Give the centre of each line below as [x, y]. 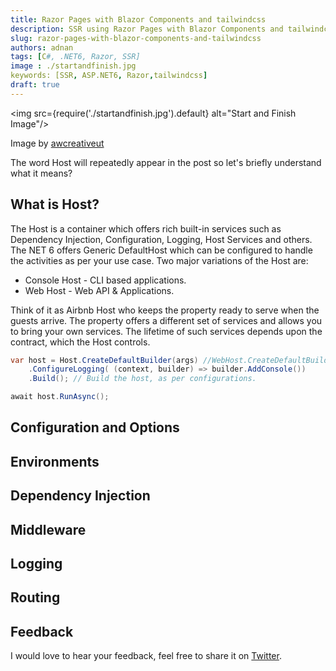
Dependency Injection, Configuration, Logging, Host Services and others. [161, 239]
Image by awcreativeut [57, 143]
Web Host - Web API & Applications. [99, 290]
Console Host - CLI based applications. [105, 280]
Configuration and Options [95, 427]
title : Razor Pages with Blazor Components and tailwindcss [138, 19]
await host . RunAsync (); [60, 397]
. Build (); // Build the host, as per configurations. [142, 379]
